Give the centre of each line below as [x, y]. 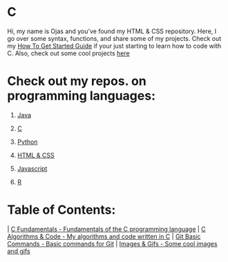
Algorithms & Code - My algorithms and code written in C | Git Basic [104, 236]
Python [27, 142]
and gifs [19, 251]
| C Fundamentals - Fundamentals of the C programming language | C [106, 229]
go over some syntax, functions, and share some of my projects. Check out [114, 38]
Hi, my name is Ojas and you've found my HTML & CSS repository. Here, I [112, 31]
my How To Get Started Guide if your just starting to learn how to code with [114, 46]
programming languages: [82, 96]
